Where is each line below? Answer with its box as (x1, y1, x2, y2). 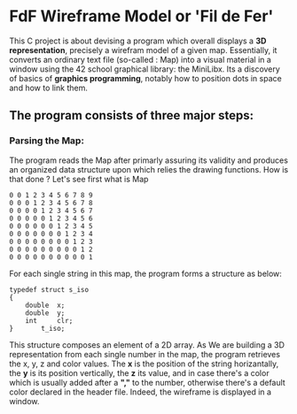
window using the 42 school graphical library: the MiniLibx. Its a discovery (9, 64, 281, 74)
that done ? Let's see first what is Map (9, 173, 149, 184)
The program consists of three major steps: (9, 108, 254, 123)
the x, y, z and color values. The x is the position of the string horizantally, (9, 358, 279, 369)
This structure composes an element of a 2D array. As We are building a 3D (9, 339, 285, 350)
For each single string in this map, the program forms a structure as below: (9, 268, 282, 279)
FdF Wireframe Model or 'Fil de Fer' (9, 6, 274, 27)
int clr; (25, 316, 74, 325)
